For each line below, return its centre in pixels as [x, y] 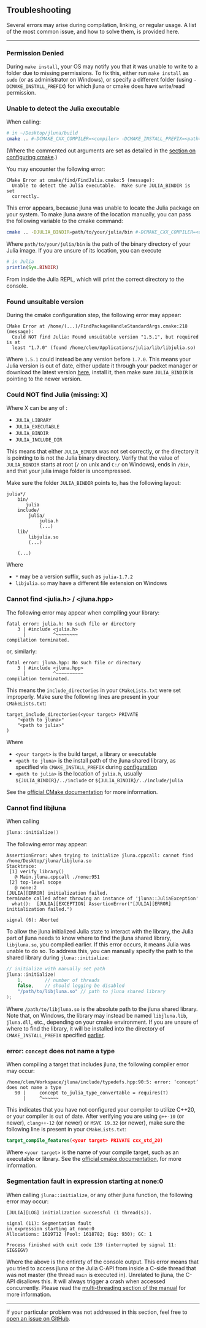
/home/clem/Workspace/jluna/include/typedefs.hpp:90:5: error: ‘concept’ [103, 1082]
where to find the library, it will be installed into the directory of [86, 1029]
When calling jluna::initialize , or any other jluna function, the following [100, 1195]
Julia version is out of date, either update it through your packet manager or [102, 366]
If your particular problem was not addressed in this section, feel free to [97, 1312]
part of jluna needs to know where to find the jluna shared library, [89, 938]
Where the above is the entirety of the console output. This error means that [103, 1262]
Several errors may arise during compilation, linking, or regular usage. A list [101, 25]
